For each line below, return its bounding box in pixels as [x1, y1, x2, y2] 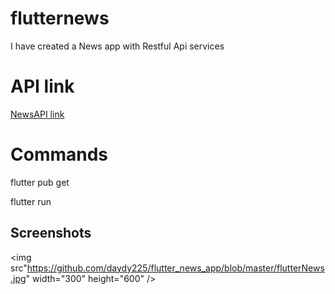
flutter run [10, 195, 52, 207]
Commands [10, 143, 109, 166]
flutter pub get [10, 176, 70, 188]
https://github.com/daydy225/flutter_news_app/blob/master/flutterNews [26, 262, 325, 274]
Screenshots [10, 225, 92, 242]
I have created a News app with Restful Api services [10, 40, 225, 52]
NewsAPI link [10, 108, 65, 120]
